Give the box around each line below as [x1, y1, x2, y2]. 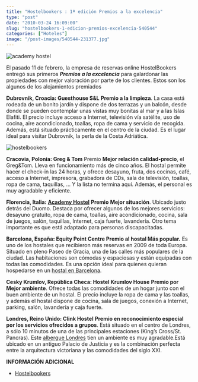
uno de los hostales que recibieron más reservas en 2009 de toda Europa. [6, 242, 187, 248]
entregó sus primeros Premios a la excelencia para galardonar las [6, 71, 168, 77]
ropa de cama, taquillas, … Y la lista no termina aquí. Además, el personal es [6, 181, 193, 188]
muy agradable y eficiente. [6, 187, 72, 194]
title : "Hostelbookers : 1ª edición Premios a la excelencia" [6, 8, 163, 15]
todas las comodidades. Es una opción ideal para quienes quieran [6, 261, 167, 267]
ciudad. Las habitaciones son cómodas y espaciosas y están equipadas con [6, 254, 192, 261]
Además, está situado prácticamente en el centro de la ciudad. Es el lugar [6, 126, 186, 133]
